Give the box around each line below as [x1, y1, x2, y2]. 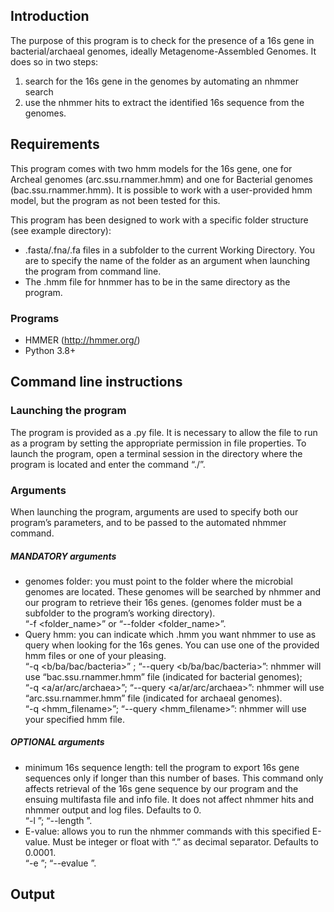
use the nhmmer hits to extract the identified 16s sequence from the [24, 96, 305, 108]
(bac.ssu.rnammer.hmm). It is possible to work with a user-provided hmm [10, 184, 313, 196]
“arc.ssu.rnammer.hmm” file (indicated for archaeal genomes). [24, 692, 283, 704]
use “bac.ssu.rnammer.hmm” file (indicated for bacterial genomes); [24, 670, 303, 683]
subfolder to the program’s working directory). [24, 607, 216, 619]
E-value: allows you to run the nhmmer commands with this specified [24, 825, 310, 837]
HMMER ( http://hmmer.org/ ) [24, 334, 141, 346]
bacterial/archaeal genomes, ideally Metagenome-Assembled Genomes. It [10, 45, 317, 57]
